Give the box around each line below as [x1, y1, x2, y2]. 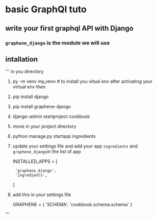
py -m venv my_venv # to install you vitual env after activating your [12, 78, 153, 85]
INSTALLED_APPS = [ [12, 158, 58, 164]
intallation [5, 55, 38, 63]
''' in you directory [5, 68, 44, 75]
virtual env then [12, 84, 46, 90]
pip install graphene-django [12, 104, 71, 110]
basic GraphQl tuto [5, 4, 87, 15]
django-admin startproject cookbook [12, 113, 90, 119]
